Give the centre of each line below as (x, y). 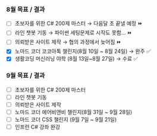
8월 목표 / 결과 (26, 9)
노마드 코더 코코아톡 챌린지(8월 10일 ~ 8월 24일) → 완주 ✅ (83, 51)
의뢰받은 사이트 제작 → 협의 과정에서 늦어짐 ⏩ (68, 42)
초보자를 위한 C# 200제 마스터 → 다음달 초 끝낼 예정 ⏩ (78, 23)
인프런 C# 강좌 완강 (37, 127)
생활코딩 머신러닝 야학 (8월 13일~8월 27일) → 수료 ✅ (76, 59)
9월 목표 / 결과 (26, 75)
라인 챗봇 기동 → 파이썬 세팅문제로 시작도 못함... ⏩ (73, 33)
